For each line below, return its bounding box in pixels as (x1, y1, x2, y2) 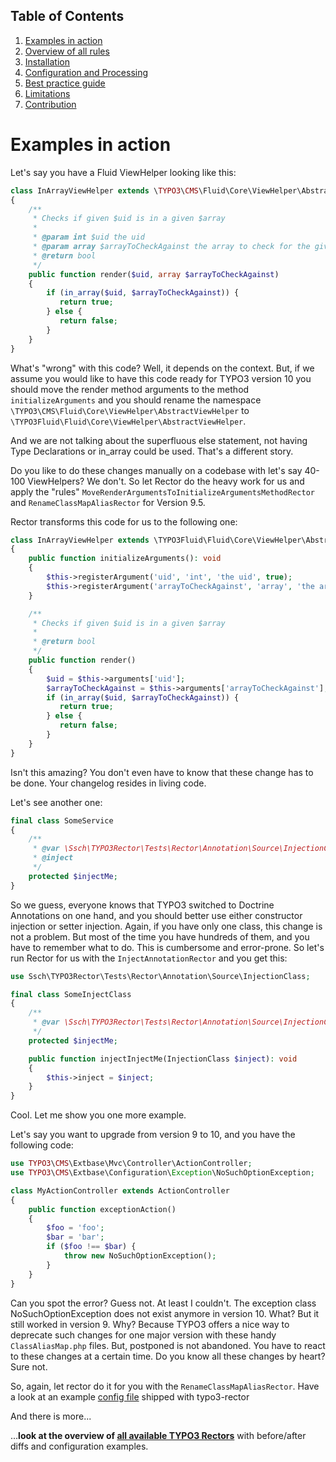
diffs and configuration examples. (10, 1440, 149, 1452)
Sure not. (10, 1360, 48, 1373)
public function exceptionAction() (28, 1204, 177, 1214)
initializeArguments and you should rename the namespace (10, 394, 262, 406)
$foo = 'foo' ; (46, 1223, 105, 1233)
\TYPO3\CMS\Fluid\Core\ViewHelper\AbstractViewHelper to (10, 404, 250, 416)
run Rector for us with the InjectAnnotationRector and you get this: (10, 952, 288, 964)
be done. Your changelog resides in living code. (10, 777, 207, 789)
